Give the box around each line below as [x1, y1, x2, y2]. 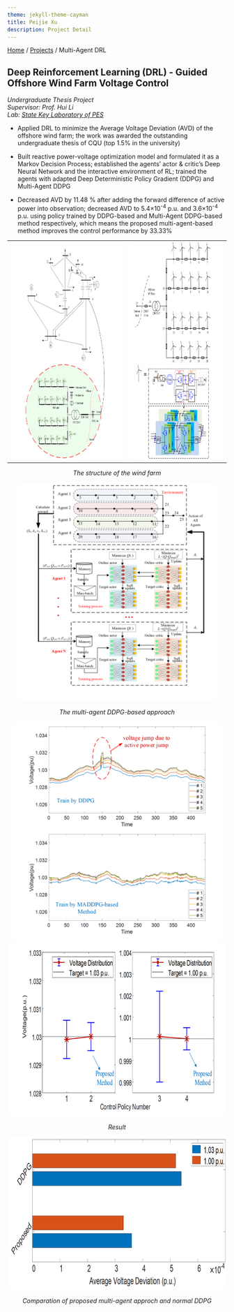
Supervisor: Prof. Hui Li [7, 103, 74, 112]
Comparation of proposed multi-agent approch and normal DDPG [22, 1297, 212, 1305]
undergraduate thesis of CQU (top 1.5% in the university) [17, 139, 181, 147]
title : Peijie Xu [7, 18, 58, 26]
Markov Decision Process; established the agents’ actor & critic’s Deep [17, 160, 221, 168]
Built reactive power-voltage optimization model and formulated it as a [17, 152, 219, 161]
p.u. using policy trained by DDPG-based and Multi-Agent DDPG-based [17, 212, 223, 220]
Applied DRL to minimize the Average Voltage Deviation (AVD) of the [17, 124, 214, 133]
